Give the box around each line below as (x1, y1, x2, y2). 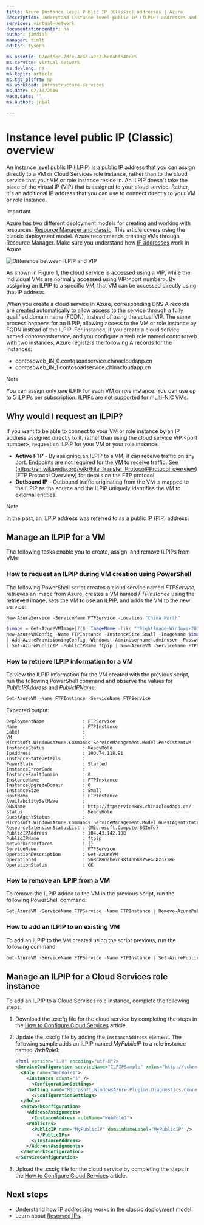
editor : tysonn (6, 43, 45, 49)
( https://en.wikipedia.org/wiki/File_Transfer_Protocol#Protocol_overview (15, 465, 195, 472)
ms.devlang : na (6, 65, 45, 71)
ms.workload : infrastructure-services (6, 82, 104, 88)
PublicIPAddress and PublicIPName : (6, 684, 97, 691)
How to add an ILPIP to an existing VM (6, 923, 120, 931)
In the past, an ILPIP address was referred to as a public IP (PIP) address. (6, 515, 189, 522)
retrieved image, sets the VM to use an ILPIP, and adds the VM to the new (6, 597, 191, 604)
